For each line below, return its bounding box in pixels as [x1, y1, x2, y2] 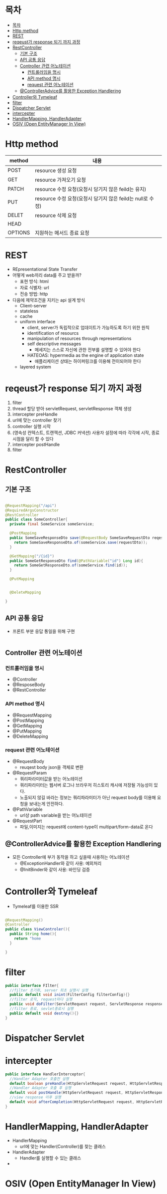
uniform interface [19, 318, 56, 324]
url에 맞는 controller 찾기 [12, 417, 62, 423]
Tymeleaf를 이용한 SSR [12, 903, 59, 909]
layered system [19, 364, 51, 370]
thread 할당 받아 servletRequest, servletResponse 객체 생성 [12, 405, 132, 412]
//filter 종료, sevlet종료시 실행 [9, 1006, 74, 1011]
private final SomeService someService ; [9, 522, 94, 527]
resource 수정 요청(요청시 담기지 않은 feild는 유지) [34, 186, 147, 193]
